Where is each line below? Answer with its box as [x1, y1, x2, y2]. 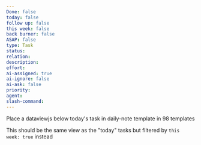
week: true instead [6, 133, 53, 140]
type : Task [6, 43, 34, 49]
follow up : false [6, 20, 50, 26]
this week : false [6, 25, 50, 32]
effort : [6, 64, 26, 71]
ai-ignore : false [6, 76, 50, 82]
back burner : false [6, 31, 55, 37]
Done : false [6, 8, 36, 15]
